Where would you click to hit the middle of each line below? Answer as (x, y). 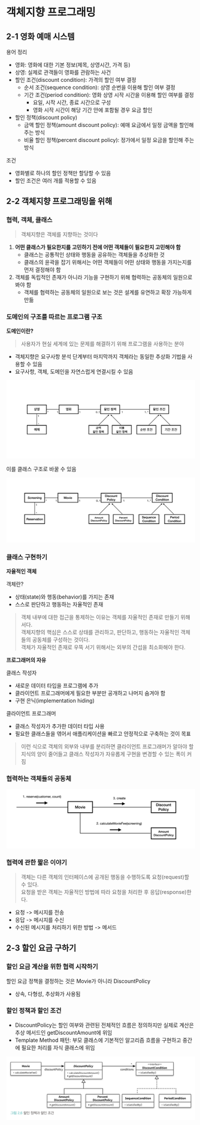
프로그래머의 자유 (26, 660)
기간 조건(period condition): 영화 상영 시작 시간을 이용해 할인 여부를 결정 (109, 95)
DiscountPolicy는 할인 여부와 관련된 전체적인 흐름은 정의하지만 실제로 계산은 (104, 1025)
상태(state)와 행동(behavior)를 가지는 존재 (64, 597)
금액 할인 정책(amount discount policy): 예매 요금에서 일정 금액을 (101, 125)
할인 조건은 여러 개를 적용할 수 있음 (56, 180)
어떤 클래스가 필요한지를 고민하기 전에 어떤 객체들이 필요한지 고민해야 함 (98, 247)
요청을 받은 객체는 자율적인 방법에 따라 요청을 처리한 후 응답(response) (104, 892)
